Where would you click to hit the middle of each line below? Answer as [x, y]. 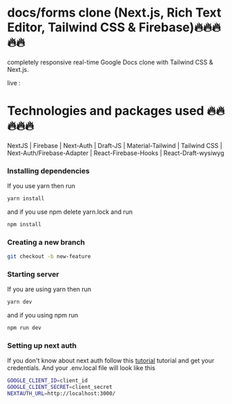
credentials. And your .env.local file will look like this [81, 368]
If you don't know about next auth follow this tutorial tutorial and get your [111, 360]
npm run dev [24, 328]
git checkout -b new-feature [49, 257]
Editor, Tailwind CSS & [72, 27]
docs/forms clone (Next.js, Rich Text [114, 13]
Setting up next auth [42, 346]
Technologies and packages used [106, 111]
